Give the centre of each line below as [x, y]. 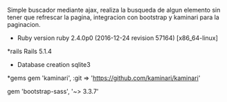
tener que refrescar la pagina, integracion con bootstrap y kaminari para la [113, 17]
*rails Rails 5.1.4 [29, 51]
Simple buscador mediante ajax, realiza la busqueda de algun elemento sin [114, 10]
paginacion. [24, 24]
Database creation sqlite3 [54, 64]
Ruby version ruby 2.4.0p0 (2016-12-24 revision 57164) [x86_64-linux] [117, 38]
